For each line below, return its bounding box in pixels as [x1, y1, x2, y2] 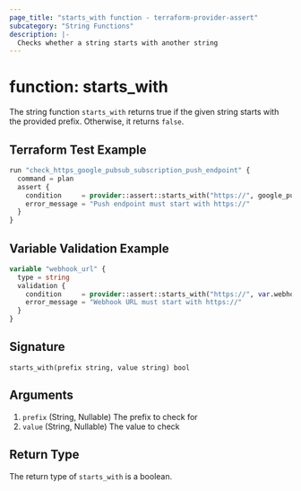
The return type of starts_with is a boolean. [9, 470, 173, 481]
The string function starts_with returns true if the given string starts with [9, 107, 279, 118]
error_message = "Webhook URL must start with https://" [25, 298, 243, 307]
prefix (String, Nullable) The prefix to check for [21, 411, 199, 422]
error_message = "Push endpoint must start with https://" [25, 199, 251, 208]
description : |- [9, 30, 70, 39]
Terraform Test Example [9, 142, 147, 157]
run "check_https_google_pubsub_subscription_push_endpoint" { [9, 166, 251, 175]
